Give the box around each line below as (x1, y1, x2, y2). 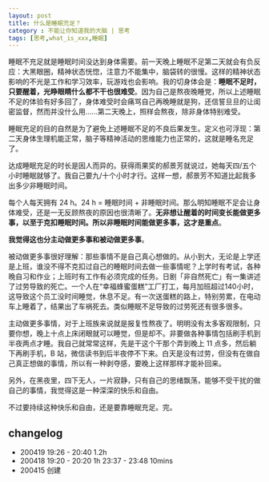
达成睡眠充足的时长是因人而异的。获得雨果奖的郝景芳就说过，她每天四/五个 (8, 161, 257, 170)
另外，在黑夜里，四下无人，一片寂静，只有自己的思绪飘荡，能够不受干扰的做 (8, 376, 261, 385)
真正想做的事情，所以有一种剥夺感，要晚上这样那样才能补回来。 (14, 359, 226, 368)
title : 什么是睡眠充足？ (8, 19, 82, 27)
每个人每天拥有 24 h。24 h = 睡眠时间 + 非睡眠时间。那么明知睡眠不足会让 (8, 197, 254, 208)
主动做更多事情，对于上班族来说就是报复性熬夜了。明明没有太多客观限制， (8, 319, 254, 329)
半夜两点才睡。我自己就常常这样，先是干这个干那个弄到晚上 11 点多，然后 (8, 339, 250, 349)
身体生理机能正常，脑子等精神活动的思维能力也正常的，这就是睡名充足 (22, 133, 254, 144)
